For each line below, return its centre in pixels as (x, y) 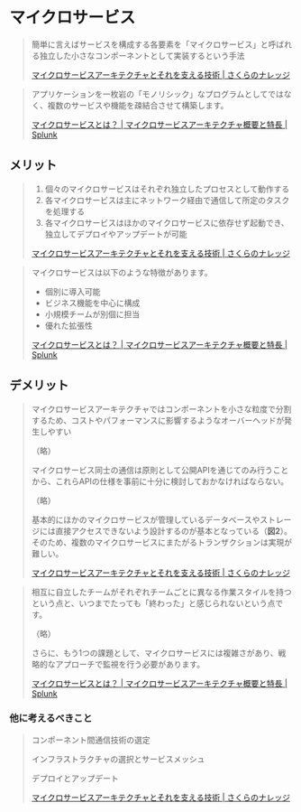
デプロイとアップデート (75, 778)
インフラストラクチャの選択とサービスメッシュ (118, 759)
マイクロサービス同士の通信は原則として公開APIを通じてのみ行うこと (160, 470)
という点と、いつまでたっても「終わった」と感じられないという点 (153, 603)
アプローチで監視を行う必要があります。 (130, 664)
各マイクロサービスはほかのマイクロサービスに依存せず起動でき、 (167, 222)
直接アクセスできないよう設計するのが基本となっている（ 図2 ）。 (174, 531)
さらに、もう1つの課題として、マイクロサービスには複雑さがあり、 (155, 653)
